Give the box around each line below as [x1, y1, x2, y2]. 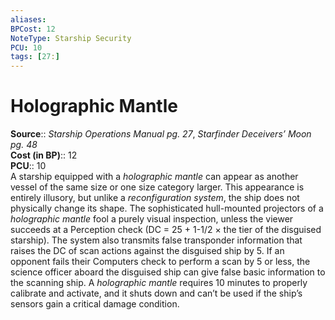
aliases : [10, 14, 47, 25]
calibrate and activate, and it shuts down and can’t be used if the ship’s [10, 287, 303, 300]
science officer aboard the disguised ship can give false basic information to [10, 266, 326, 278]
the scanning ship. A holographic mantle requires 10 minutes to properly [10, 277, 308, 289]
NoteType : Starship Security [10, 33, 132, 43]
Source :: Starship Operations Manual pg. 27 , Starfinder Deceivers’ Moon [10, 128, 312, 140]
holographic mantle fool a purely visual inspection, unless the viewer [10, 213, 294, 225]
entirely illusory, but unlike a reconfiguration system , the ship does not [10, 192, 300, 204]
